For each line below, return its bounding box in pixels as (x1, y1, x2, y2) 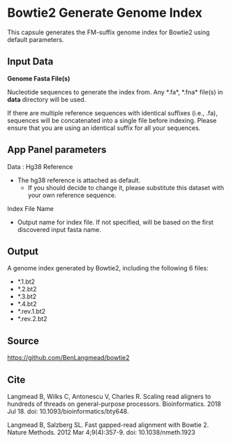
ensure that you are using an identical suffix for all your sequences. (7, 124, 201, 132)
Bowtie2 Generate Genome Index (7, 5, 202, 21)
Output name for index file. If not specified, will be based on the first (17, 218, 214, 226)
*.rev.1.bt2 (17, 307, 46, 316)
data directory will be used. (7, 95, 87, 103)
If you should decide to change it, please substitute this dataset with (27, 183, 225, 191)
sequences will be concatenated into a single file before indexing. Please (7, 116, 217, 124)
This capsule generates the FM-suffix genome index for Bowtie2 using (7, 28, 210, 36)
